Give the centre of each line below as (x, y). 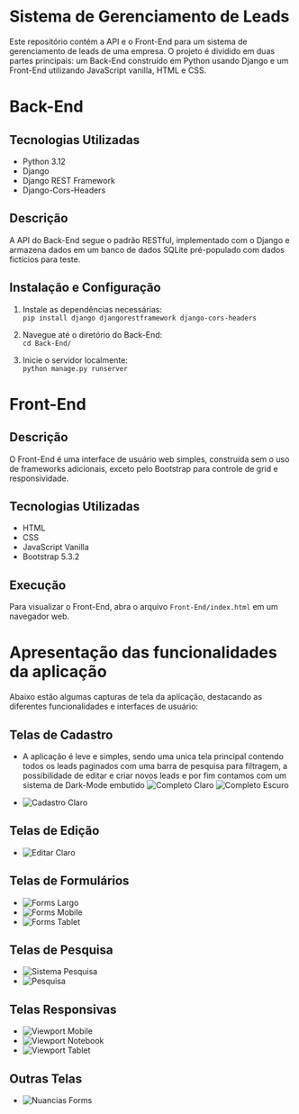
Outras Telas (46, 1078)
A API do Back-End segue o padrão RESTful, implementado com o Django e (149, 240)
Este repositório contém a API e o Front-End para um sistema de (128, 41)
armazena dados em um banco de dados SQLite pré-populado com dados (147, 249)
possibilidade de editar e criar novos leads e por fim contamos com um (154, 775)
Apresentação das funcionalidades (143, 652)
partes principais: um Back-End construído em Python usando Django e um (149, 60)
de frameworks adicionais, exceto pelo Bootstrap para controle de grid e (144, 468)
